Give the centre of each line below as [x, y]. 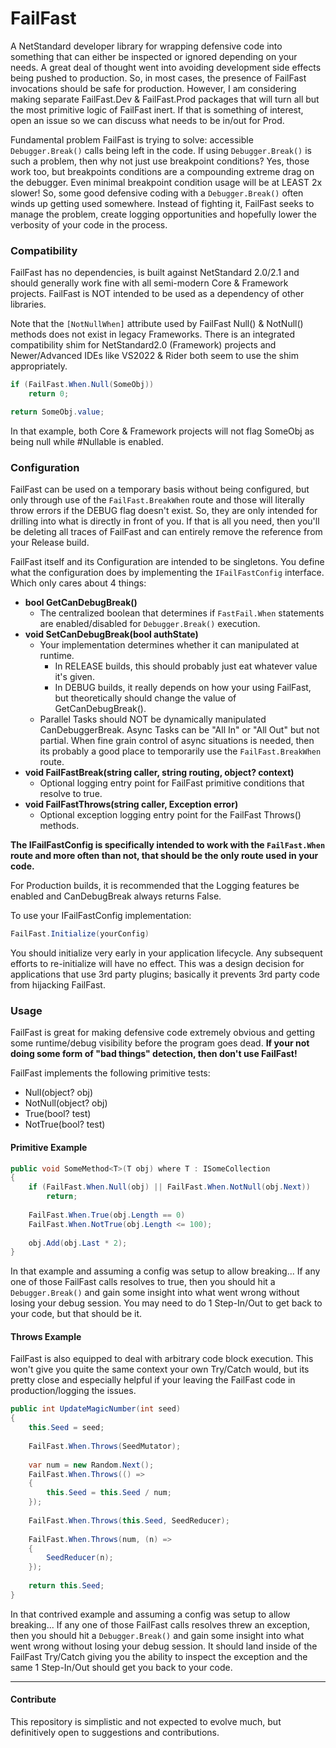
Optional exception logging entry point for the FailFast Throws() [170, 815]
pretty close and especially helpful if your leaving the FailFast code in [153, 1380]
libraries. [28, 304]
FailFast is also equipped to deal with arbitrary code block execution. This [162, 1359]
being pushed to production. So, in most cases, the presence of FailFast [158, 78]
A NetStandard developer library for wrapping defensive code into [146, 46]
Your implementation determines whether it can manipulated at [169, 645]
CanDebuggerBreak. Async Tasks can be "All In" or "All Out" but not [179, 730]
